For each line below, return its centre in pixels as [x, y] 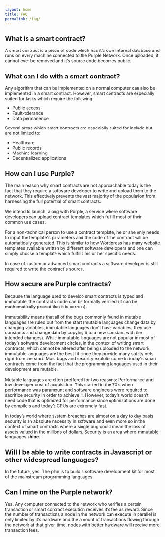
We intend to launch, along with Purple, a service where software [71, 211]
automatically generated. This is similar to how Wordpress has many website [82, 243]
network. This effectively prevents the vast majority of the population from [80, 196]
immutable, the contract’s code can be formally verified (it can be [71, 301]
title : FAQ [16, 14]
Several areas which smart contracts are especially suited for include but [79, 128]
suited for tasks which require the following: [50, 98]
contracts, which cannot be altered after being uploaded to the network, [78, 348]
